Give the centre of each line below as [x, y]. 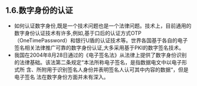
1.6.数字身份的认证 [39, 11]
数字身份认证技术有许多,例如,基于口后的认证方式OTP [78, 33]
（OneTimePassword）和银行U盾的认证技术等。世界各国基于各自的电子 [101, 40]
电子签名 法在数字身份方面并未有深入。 [61, 77]
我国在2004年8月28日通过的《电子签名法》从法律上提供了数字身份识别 [100, 55]
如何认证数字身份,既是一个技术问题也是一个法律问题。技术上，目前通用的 [103, 26]
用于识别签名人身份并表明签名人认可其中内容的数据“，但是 [117, 70]
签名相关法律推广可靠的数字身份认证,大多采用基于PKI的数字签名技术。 [99, 47]
